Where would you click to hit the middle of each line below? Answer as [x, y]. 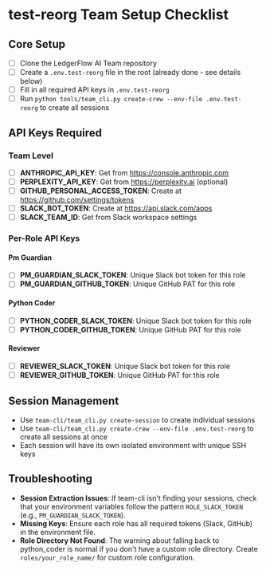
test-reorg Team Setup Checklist [119, 15]
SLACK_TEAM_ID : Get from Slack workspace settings [108, 218]
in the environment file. [57, 532]
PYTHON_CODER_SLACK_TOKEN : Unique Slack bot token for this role [136, 320]
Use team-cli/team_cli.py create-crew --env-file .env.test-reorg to [137, 428]
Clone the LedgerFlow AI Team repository [88, 63]
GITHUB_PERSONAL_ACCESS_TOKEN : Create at [100, 191]
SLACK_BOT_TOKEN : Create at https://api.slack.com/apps [116, 208]
